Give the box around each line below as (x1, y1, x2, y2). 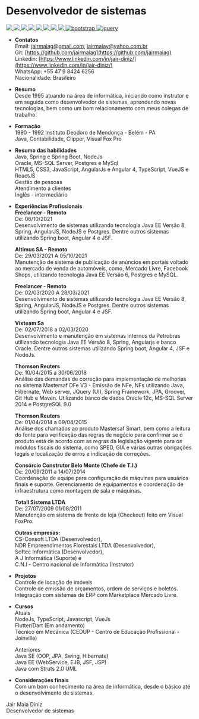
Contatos (14, 36, 39, 43)
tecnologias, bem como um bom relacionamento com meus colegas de (14, 104, 189, 111)
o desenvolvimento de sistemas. (14, 689, 94, 696)
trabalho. (14, 111, 37, 118)
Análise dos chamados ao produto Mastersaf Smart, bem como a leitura (14, 425, 191, 432)
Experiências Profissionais (14, 203, 83, 210)
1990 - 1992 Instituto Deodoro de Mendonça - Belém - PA (14, 129, 156, 136)
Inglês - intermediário (14, 191, 68, 198)
